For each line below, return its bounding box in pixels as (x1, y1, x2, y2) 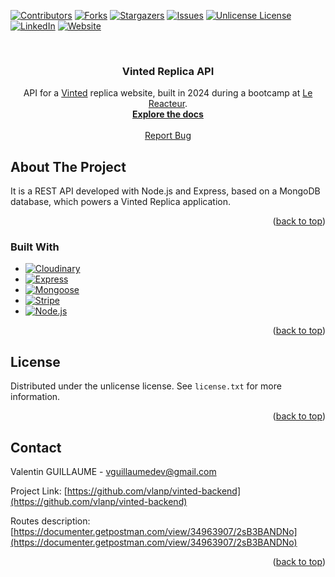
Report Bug (144, 130, 192, 142)
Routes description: (10, 515, 91, 527)
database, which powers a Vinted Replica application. (10, 196, 231, 208)
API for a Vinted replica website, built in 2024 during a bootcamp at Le (23, 87, 313, 99)
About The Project (10, 158, 127, 175)
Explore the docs (132, 108, 204, 120)
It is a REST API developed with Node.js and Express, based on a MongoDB (10, 185, 321, 197)
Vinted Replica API (121, 64, 215, 78)
